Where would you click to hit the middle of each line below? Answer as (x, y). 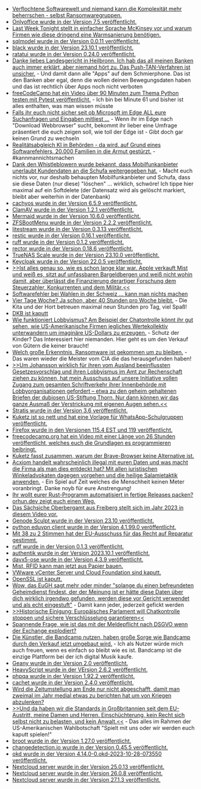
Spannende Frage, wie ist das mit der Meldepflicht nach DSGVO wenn (100, 624)
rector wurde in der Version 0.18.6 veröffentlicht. (72, 248)
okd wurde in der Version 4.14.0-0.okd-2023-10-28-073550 (87, 754)
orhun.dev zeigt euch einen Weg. (54, 501)
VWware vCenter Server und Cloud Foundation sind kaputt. (86, 572)
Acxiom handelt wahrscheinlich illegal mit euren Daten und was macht (100, 462)
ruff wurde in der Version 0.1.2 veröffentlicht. (68, 242)
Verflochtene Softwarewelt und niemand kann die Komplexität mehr (97, 9)
